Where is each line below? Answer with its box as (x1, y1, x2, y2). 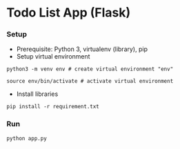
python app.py (6, 135, 48, 142)
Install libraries (16, 90, 59, 98)
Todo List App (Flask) (6, 5, 131, 21)
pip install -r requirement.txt (6, 103, 99, 110)
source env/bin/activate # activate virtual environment (6, 78, 174, 85)
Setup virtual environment (16, 52, 90, 61)
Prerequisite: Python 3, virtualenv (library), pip (16, 45, 148, 53)
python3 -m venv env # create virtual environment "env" (6, 66, 174, 73)
